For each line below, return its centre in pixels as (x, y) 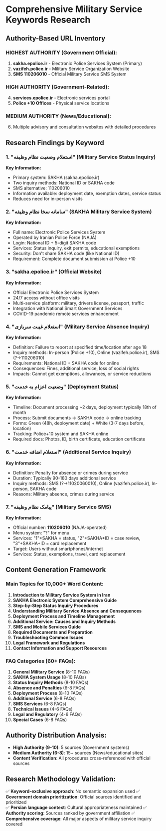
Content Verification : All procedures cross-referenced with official (82, 758)
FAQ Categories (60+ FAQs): (41, 661)
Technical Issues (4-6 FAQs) (43, 709)
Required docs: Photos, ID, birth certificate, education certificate (79, 439)
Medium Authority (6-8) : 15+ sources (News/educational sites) (78, 752)
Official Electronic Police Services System (56, 292)
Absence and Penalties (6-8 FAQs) (49, 687)
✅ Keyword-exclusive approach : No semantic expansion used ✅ (73, 791)
